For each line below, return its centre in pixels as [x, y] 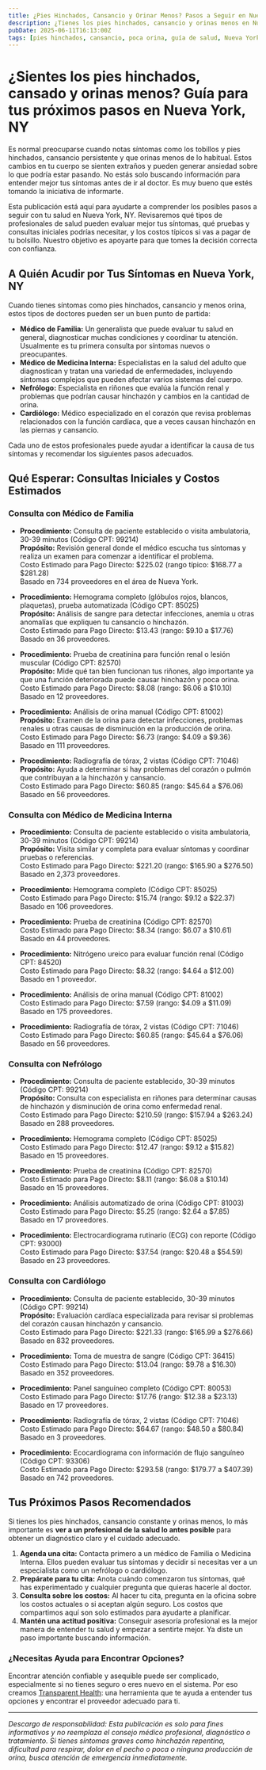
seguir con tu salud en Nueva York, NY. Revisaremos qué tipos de [116, 216]
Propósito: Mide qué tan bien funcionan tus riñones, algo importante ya [137, 671]
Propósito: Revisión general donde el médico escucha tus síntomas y [133, 547]
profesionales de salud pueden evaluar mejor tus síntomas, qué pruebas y [129, 223]
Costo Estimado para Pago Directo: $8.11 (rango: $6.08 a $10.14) [124, 1179]
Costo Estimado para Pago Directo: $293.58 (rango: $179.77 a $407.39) [136, 1469]
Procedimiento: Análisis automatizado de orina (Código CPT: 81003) [132, 1203]
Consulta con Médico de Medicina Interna [90, 814]
